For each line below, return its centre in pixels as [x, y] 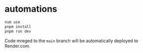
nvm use [13, 22]
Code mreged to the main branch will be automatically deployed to [71, 41]
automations [31, 9]
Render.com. [17, 46]
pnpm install [18, 26]
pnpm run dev [18, 31]
